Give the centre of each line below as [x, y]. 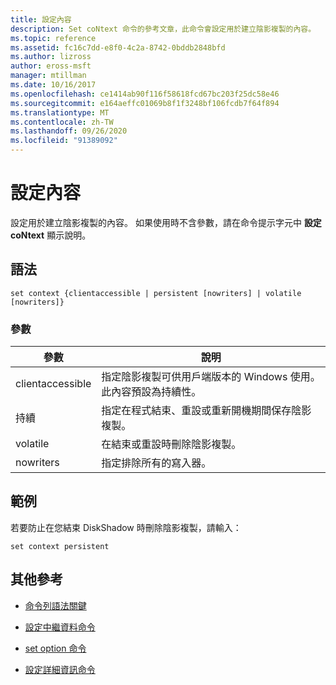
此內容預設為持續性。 [151, 392]
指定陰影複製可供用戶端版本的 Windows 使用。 [211, 377]
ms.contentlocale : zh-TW [62, 122]
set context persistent [60, 546]
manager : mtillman [48, 76]
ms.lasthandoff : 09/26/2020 [69, 131]
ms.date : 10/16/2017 [53, 85]
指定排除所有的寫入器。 [156, 463]
